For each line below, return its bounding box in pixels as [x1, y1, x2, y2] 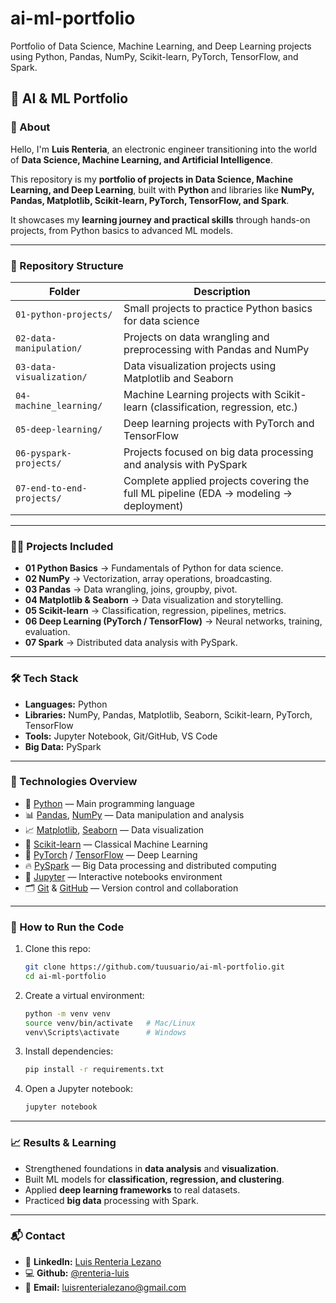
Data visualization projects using [123, 358, 277, 372]
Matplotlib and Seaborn [123, 371, 234, 385]
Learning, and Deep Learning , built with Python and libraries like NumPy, [10, 183, 315, 196]
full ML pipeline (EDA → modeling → [123, 486, 293, 500]
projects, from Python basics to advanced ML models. [10, 224, 233, 236]
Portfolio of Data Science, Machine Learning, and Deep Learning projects [10, 40, 312, 52]
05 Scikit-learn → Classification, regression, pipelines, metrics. [24, 605, 287, 617]
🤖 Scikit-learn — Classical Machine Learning [24, 838, 208, 850]
